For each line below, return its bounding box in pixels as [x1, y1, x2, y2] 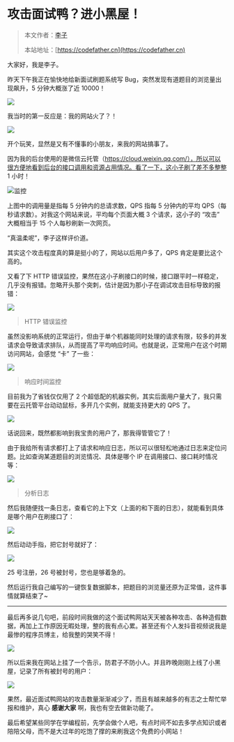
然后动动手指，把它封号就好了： [7, 540, 99, 548]
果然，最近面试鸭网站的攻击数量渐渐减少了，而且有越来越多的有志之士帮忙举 [7, 695, 227, 703]
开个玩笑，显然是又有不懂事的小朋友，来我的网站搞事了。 [7, 139, 172, 148]
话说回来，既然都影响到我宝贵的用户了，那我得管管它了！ [7, 428, 172, 437]
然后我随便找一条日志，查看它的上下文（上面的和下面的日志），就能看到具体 [7, 503, 224, 512]
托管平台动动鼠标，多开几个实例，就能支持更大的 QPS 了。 [25, 401, 194, 409]
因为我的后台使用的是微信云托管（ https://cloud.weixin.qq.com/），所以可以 [7, 154, 221, 162]
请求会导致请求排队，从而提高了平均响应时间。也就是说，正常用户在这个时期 [7, 341, 227, 349]
